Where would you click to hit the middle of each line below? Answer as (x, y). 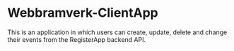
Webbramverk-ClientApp (83, 13)
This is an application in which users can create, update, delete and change (117, 32)
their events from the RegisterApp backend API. (77, 39)
